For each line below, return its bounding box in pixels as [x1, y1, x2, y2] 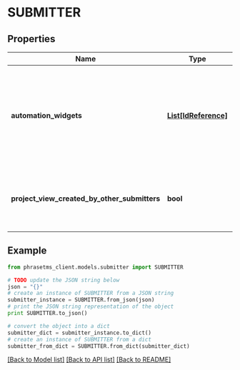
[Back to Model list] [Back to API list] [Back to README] [7, 355, 171, 364]
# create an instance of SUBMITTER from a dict [7, 336, 152, 343]
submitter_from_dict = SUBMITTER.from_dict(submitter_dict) [7, 342, 191, 350]
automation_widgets [11, 111, 82, 120]
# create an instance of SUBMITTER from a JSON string [7, 290, 174, 297]
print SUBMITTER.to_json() [7, 310, 88, 317]
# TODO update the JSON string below [7, 276, 120, 284]
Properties [7, 33, 56, 45]
